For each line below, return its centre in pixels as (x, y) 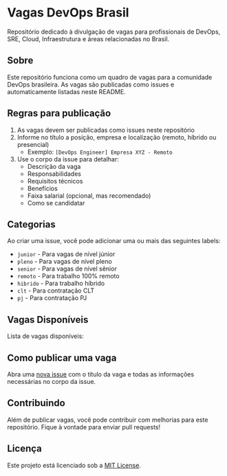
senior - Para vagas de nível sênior (67, 269)
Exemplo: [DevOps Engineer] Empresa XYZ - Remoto (100, 152)
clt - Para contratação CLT (56, 291)
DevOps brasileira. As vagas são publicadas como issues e (91, 84)
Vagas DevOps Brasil (68, 13)
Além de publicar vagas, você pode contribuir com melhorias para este (108, 420)
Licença (25, 449)
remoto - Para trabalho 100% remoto (68, 276)
